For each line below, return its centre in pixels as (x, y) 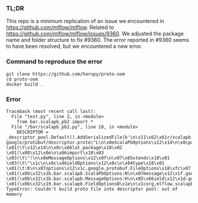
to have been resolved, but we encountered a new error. (74, 46)
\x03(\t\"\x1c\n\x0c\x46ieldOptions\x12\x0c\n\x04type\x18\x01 (85, 163)
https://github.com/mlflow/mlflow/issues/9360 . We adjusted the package (95, 34)
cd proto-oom (22, 79)
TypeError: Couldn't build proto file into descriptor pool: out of (92, 189)
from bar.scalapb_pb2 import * (55, 122)
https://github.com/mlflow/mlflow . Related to (60, 27)
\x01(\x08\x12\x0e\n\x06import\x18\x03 (55, 153)
